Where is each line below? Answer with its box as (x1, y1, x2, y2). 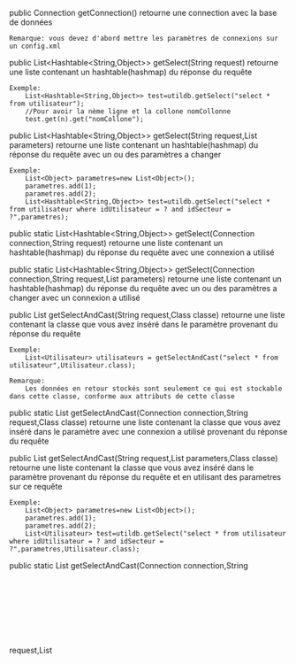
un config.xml (9, 42, 62, 50)
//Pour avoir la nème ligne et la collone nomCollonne (25, 107, 231, 116)
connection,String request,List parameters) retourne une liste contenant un (9, 274, 283, 284)
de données (9, 17, 53, 27)
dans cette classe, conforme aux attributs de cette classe (9, 392, 236, 401)
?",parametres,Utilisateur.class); (9, 544, 140, 553)
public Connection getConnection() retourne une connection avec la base (9, 8, 277, 18)
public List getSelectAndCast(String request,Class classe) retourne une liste (9, 310, 285, 320)
